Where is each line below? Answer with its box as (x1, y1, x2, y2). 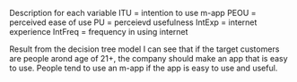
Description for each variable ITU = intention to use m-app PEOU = (9, 8, 258, 18)
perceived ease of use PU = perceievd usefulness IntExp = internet (9, 17, 258, 28)
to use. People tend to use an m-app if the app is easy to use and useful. (9, 62, 278, 73)
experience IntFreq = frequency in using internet (9, 27, 188, 37)
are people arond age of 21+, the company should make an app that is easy (9, 53, 289, 63)
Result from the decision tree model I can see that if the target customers (9, 44, 280, 54)
